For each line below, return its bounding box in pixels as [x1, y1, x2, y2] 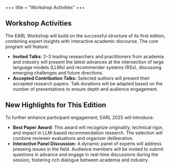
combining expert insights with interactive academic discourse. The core [5, 38, 159, 44]
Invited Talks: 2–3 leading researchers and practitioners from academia [12, 53, 164, 59]
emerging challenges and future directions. [12, 69, 104, 76]
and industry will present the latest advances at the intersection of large [12, 59, 164, 65]
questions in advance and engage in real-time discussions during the [12, 151, 158, 157]
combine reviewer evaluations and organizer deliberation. [12, 135, 134, 141]
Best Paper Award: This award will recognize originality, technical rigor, [12, 124, 164, 130]
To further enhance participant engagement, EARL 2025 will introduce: [5, 114, 154, 121]
